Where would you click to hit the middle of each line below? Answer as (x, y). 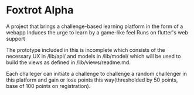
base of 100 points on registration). (48, 86)
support (16, 38)
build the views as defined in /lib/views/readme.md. (68, 62)
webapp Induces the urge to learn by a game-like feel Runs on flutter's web (97, 32)
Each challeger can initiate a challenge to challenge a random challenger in (97, 73)
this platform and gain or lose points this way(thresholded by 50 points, (92, 80)
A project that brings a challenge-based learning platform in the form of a (95, 26)
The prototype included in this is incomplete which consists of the (86, 50)
